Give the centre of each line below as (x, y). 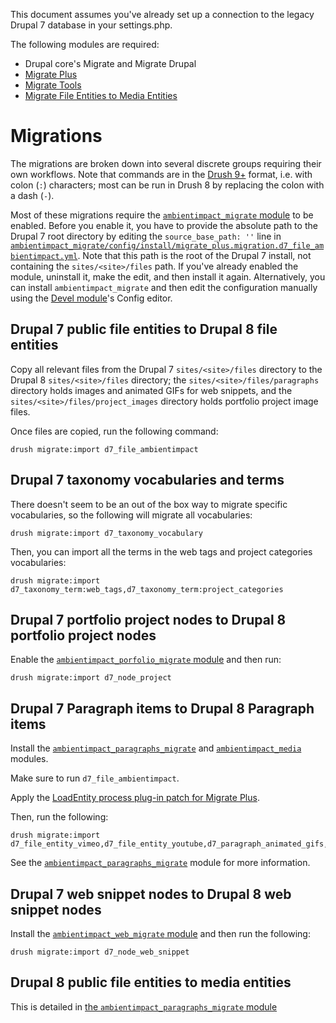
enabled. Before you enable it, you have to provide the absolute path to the (164, 225)
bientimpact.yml (44, 256)
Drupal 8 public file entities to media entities (151, 982)
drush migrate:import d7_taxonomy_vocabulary (106, 533)
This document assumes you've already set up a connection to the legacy (162, 14)
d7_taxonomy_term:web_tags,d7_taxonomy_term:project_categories (147, 589)
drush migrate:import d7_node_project (91, 678)
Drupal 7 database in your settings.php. (91, 25)
